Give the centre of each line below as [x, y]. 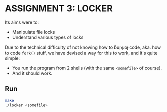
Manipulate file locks [34, 32]
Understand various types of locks [48, 37]
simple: [13, 58]
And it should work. [32, 73]
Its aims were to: [22, 22]
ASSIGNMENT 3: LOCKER [59, 9]
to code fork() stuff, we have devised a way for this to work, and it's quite [81, 53]
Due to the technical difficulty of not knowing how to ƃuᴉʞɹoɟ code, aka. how [83, 47]
